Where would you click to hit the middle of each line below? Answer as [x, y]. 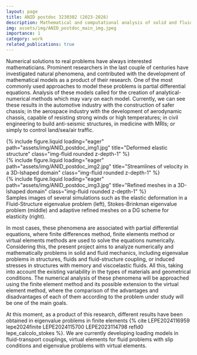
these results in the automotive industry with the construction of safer [90, 105]
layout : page [22, 11]
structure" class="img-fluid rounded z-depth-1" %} [68, 154]
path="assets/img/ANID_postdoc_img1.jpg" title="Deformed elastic [87, 147]
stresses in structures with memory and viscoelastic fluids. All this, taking [95, 265]
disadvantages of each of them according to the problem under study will [95, 296]
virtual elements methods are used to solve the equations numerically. [91, 240]
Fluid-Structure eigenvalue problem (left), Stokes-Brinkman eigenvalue [91, 204]
